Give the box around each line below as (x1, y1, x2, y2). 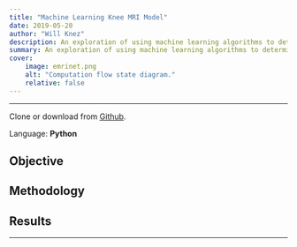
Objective (9, 153, 65, 168)
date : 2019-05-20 (9, 21, 73, 30)
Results (9, 213, 52, 228)
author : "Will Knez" (9, 29, 86, 38)
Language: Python (9, 128, 78, 138)
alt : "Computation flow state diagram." (25, 71, 176, 79)
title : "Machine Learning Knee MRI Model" (9, 12, 168, 22)
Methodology (9, 183, 86, 198)
